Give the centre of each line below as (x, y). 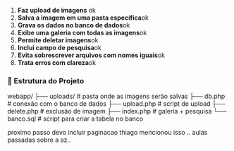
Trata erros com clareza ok (57, 62)
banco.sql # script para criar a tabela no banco (75, 119)
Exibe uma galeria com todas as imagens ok (82, 32)
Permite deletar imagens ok (58, 40)
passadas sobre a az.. (39, 140)
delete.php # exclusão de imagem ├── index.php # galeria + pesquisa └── (117, 111)
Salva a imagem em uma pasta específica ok (83, 18)
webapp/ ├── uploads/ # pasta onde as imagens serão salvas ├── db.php (116, 96)
